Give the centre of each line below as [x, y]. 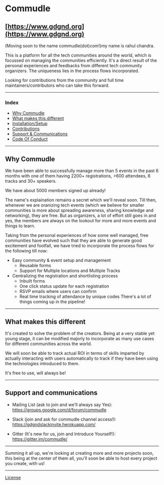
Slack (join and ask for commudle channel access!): [64, 419]
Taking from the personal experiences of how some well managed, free [77, 235]
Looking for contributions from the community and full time [64, 80]
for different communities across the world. [49, 344]
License [13, 477]
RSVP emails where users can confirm [58, 291]
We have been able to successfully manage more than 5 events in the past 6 [82, 171]
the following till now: [26, 251]
